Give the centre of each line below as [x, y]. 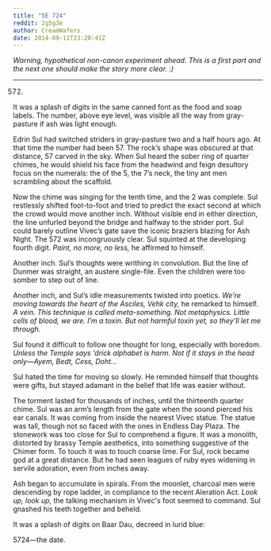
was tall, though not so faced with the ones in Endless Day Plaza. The [126, 426]
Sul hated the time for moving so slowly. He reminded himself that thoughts [136, 377]
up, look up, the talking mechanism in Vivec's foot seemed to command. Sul [137, 501]
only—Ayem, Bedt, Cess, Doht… [65, 362]
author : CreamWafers [47, 30]
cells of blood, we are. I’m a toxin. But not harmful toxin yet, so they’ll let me [137, 321]
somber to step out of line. [56, 280]
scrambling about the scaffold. [63, 182]
